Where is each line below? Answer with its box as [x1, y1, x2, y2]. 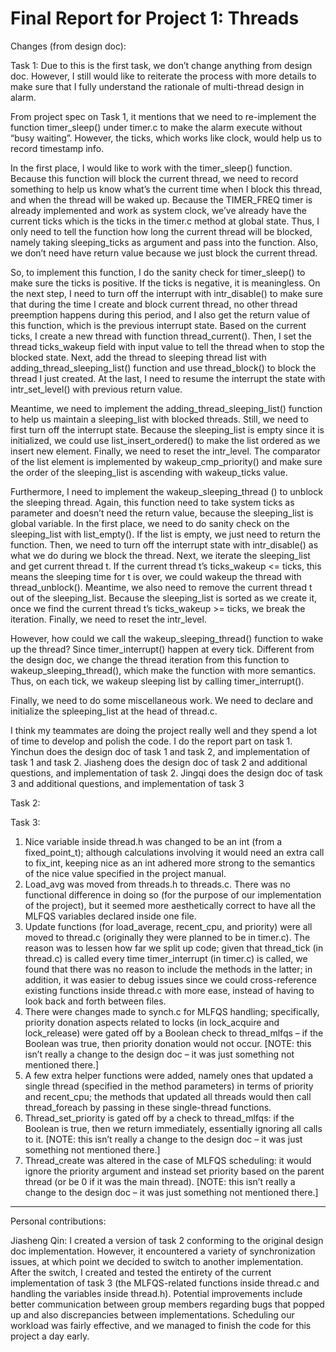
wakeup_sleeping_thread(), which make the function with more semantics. [10, 664, 317, 676]
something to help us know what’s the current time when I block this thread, [10, 183, 323, 195]
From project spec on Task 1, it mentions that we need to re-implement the [10, 110, 317, 122]
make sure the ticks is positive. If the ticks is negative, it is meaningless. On [10, 277, 321, 289]
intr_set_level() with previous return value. [10, 383, 183, 395]
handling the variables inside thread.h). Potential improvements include [10, 1287, 303, 1299]
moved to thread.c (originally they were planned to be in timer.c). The [24, 931, 311, 943]
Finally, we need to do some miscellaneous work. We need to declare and [10, 694, 314, 706]
